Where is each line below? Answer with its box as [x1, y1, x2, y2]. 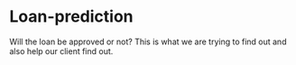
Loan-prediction [9, 6, 134, 27]
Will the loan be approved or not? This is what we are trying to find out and [9, 36, 287, 47]
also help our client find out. [9, 45, 114, 56]
